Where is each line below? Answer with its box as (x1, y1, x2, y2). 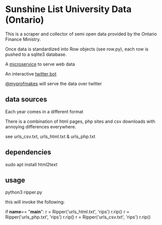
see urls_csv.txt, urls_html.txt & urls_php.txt (5, 133, 96, 139)
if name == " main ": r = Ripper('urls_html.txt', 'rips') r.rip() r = (5, 209, 130, 215)
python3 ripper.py (5, 189, 43, 195)
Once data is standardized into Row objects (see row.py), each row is (5, 46, 148, 52)
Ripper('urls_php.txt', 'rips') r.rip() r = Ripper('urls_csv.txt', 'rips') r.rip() (5, 214, 151, 220)
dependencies (5, 148, 51, 157)
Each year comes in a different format (5, 108, 84, 114)
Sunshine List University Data (5, 4, 132, 15)
